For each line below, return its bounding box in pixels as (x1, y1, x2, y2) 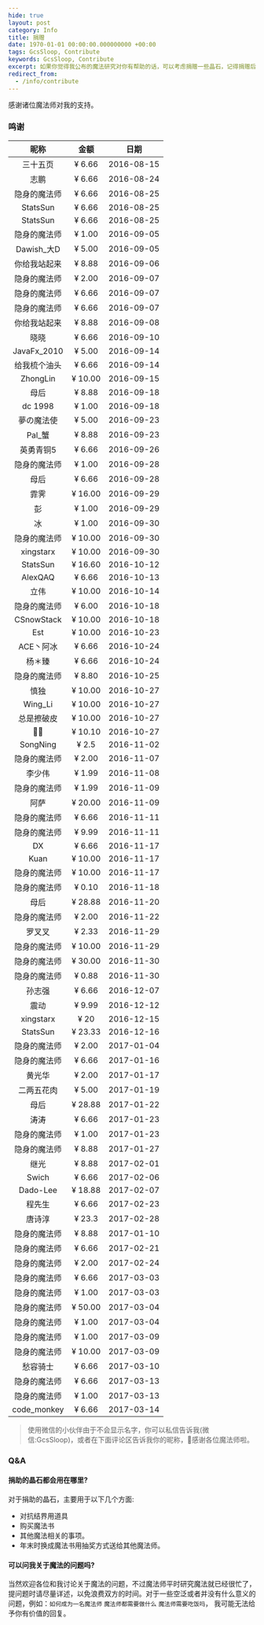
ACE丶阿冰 (18, 641, 58, 652)
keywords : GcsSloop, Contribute (8, 56, 114, 64)
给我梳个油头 (14, 360, 62, 371)
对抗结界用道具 (19, 1511, 68, 1520)
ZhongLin (20, 373, 56, 384)
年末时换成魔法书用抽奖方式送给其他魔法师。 (19, 1540, 165, 1550)
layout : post (8, 19, 51, 27)
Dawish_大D (15, 243, 60, 254)
